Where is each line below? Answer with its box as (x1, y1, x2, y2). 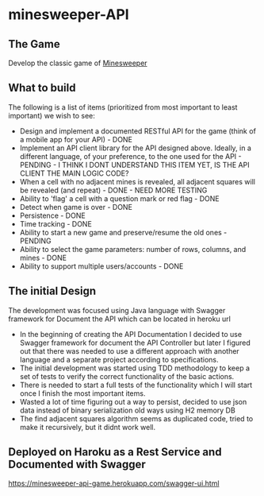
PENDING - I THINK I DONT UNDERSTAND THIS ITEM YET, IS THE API (19, 160, 250, 169)
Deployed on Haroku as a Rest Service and (8, 445, 222, 459)
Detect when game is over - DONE (19, 202, 133, 211)
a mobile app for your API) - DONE (19, 134, 133, 144)
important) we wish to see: (8, 110, 95, 120)
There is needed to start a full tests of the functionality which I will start (19, 380, 253, 389)
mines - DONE (19, 253, 67, 262)
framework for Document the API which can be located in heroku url (8, 314, 231, 324)
